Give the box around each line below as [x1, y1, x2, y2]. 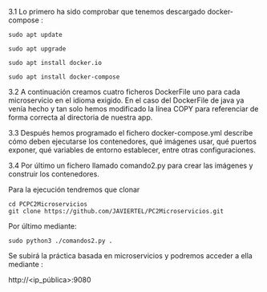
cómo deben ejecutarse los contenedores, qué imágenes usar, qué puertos [8, 136, 257, 146]
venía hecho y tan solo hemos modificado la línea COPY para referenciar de [8, 104, 259, 113]
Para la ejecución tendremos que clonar [8, 185, 140, 194]
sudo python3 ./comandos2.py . [8, 237, 113, 245]
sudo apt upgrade [8, 45, 67, 53]
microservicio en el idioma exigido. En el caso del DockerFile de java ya [8, 95, 245, 105]
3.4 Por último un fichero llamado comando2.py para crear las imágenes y [8, 160, 253, 170]
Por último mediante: [8, 221, 78, 231]
